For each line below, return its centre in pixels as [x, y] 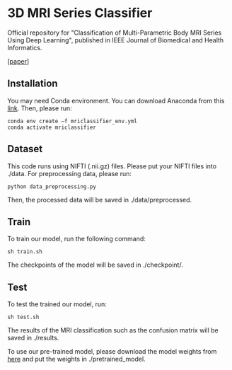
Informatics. [25, 47]
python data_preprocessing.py [52, 186]
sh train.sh [25, 252]
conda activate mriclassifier [52, 127]
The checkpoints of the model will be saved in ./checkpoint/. [95, 265]
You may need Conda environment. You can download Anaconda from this [116, 100]
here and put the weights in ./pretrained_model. [77, 359]
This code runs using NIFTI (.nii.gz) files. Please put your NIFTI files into [112, 166]
